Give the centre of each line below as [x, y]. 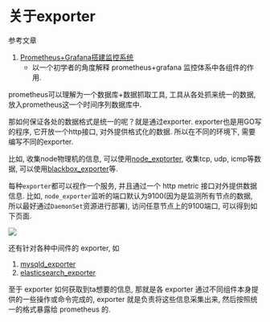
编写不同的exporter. [41, 141]
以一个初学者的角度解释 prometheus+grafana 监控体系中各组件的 [139, 67]
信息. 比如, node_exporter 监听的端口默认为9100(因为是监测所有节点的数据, [131, 196]
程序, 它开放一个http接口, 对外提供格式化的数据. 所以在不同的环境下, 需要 [135, 131]
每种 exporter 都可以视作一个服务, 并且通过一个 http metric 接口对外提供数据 [133, 185]
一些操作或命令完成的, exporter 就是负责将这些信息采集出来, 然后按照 [136, 299]
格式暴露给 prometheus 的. [66, 309]
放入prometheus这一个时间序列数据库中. [75, 104]
